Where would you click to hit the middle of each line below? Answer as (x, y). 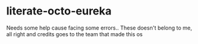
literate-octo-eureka (59, 11)
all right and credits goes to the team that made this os (74, 34)
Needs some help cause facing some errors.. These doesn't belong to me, (99, 28)
